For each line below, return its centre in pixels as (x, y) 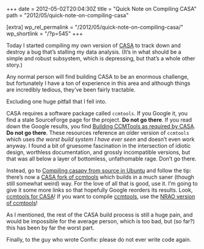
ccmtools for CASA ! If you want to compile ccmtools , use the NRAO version (101, 197)
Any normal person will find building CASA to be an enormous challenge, (97, 77)
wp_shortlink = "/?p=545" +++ (45, 34)
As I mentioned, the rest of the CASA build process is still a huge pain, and (100, 215)
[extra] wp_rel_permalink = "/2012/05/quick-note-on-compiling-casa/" (95, 27)
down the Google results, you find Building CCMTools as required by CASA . (101, 126)
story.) (15, 65)
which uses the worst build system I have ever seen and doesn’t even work (100, 139)
